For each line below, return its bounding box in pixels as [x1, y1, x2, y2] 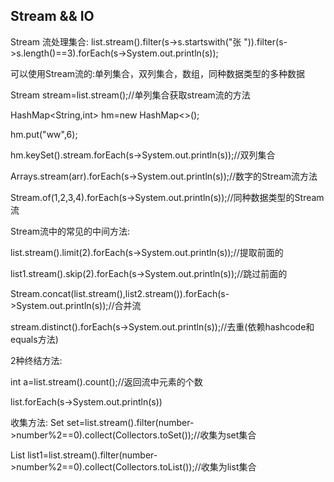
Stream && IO [10, 8, 95, 25]
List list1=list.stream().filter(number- [10, 449, 158, 461]
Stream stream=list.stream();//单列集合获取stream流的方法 [10, 89, 251, 101]
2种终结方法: [10, 354, 63, 366]
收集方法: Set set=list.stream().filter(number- [10, 416, 195, 428]
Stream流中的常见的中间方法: [10, 225, 131, 237]
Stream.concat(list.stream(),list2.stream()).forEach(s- [10, 287, 230, 299]
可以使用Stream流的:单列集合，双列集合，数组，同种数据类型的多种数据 [10, 67, 306, 79]
